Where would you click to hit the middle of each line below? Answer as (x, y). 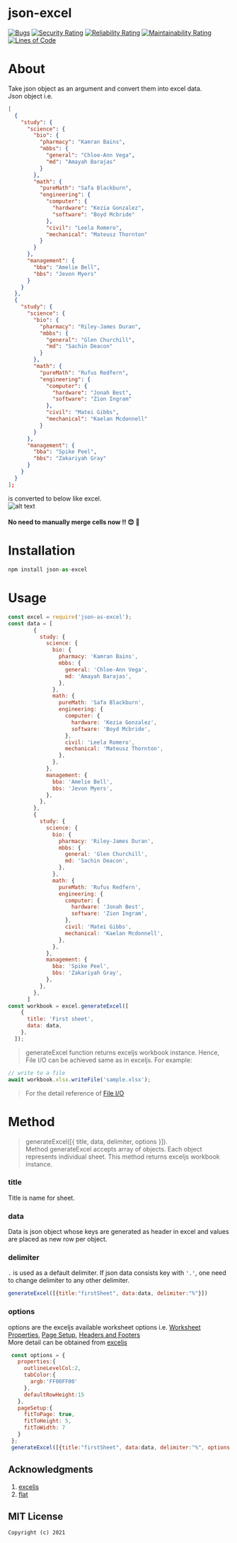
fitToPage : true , (49, 1415)
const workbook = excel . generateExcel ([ (69, 1006)
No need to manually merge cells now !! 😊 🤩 (74, 522)
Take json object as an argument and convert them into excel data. (105, 88)
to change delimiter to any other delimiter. (69, 1281)
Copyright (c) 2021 (37, 1533)
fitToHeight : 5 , (48, 1421)
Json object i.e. (30, 96)
